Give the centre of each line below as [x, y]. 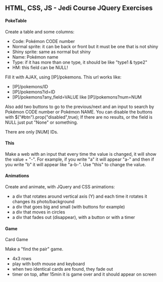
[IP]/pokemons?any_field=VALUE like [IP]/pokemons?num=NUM [77, 97]
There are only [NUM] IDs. [32, 132]
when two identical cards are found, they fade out [63, 269]
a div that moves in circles [39, 212]
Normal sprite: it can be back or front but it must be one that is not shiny [85, 46]
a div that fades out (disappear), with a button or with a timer [74, 217]
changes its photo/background [43, 201]
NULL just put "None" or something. [41, 122]
